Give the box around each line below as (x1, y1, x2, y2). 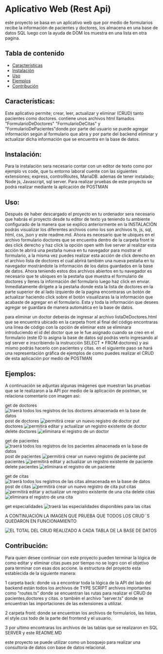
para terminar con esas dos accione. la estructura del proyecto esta (5, 565, 141, 571)
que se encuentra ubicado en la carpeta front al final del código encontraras (5, 319, 158, 325)
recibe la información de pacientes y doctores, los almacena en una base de (5, 24, 158, 30)
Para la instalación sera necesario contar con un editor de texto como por (5, 163, 152, 169)
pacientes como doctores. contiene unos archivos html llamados (5, 115, 135, 121)
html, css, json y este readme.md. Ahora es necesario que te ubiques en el (5, 232, 155, 238)
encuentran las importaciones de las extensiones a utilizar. (5, 600, 123, 606)
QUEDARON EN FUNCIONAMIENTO (5, 518, 77, 524)
